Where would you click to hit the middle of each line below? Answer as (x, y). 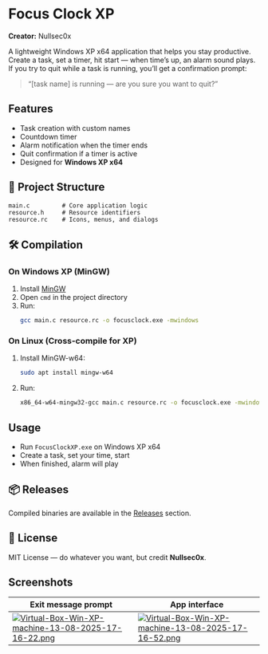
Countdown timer (48, 136)
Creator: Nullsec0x (40, 36)
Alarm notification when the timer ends (84, 145)
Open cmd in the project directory (73, 297)
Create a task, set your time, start (75, 455)
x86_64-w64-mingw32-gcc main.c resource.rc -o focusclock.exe (125, 403)
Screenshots (41, 582)
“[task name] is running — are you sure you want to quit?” (123, 84)
